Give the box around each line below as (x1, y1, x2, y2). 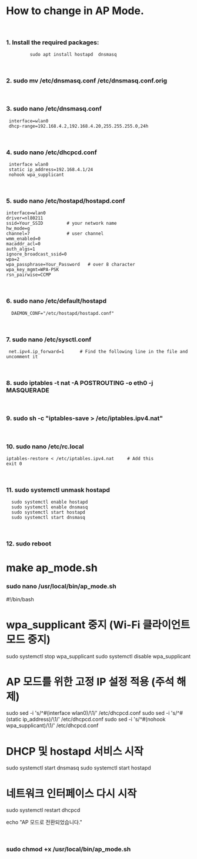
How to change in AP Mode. (6, 4, 144, 18)
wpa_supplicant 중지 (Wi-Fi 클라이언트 (6, 618, 191, 631)
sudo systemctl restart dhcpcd (6, 807, 81, 814)
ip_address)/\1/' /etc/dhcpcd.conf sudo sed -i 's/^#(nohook (22, 716, 166, 723)
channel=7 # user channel (6, 231, 104, 237)
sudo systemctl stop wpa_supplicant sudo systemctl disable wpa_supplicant (6, 652, 191, 660)
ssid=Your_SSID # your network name (6, 221, 117, 227)
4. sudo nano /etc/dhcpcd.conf (6, 148, 97, 157)
